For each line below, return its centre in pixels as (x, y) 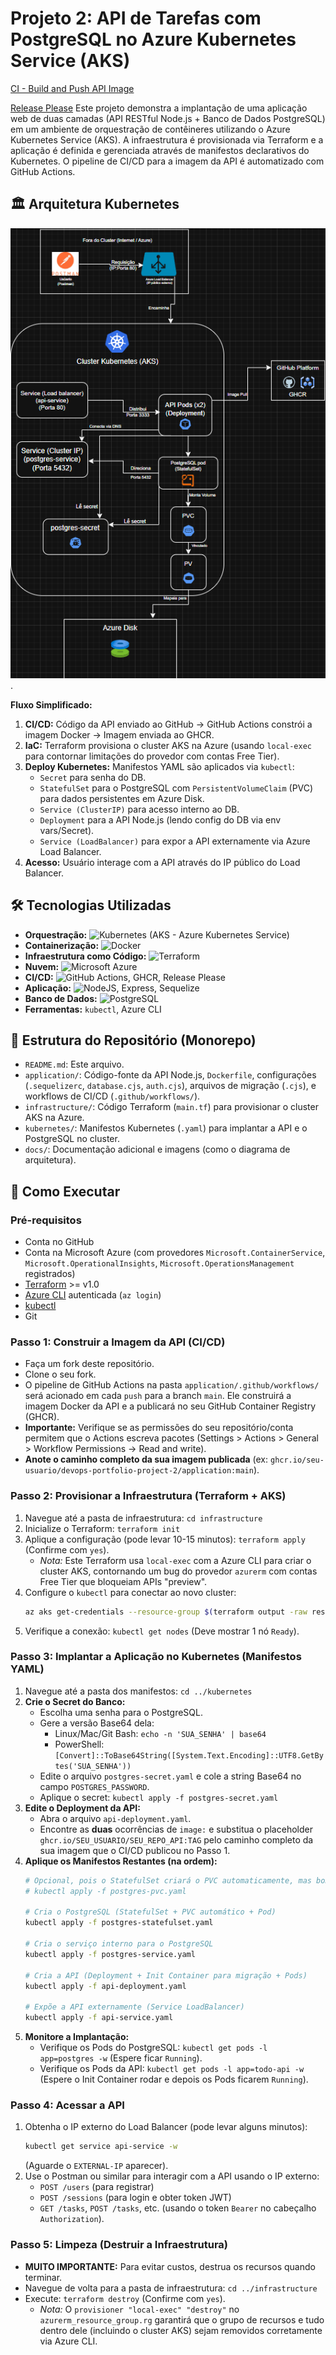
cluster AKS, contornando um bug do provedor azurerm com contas (178, 1571)
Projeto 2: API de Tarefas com (136, 18)
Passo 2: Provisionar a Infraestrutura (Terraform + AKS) (148, 1496)
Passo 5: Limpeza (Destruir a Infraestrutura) (119, 2245)
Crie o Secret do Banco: (75, 1701)
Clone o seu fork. (60, 1374)
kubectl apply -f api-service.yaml (99, 2018)
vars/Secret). (67, 830)
